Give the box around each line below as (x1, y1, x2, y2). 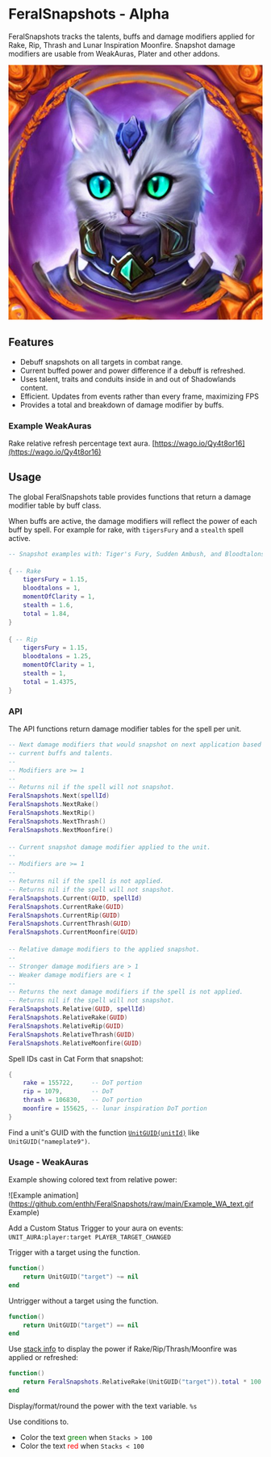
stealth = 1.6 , (23, 602, 74, 610)
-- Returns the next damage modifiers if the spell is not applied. (8, 988, 244, 996)
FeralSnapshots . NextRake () (8, 800, 99, 809)
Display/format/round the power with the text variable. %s (8, 1400, 198, 1411)
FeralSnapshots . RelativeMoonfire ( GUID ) (8, 1039, 143, 1047)
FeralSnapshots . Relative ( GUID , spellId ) (8, 1005, 147, 1013)
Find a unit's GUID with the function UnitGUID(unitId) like (8, 1127, 200, 1137)
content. (19, 382, 48, 392)
